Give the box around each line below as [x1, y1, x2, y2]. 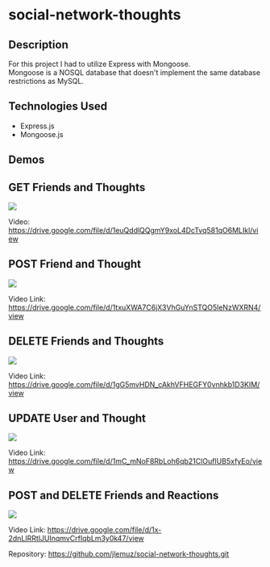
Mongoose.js [19, 129, 64, 139]
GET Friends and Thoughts [8, 180, 146, 194]
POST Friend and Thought [8, 257, 141, 271]
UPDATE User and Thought [8, 411, 147, 425]
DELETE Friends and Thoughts [8, 335, 164, 348]
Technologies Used [8, 99, 107, 114]
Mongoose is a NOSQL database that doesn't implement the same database [8, 68, 260, 77]
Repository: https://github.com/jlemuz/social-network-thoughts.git [8, 549, 230, 559]
